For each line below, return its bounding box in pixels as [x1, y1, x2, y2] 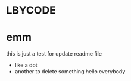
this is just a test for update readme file [6, 50, 102, 57]
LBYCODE [6, 4, 57, 17]
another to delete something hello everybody [14, 68, 126, 75]
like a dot [14, 61, 38, 69]
